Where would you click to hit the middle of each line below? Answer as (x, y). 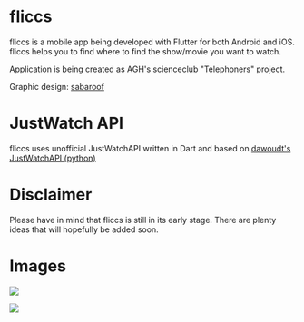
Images (38, 266)
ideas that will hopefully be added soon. (84, 229)
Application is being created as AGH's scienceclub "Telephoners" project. (147, 69)
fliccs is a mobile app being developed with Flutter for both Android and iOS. (152, 42)
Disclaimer (51, 195)
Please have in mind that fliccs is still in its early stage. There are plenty (143, 220)
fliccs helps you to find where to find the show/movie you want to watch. (145, 51)
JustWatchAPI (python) (53, 158)
